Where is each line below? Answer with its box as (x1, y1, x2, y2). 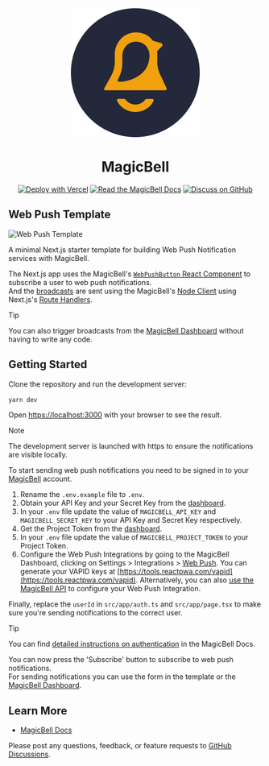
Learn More (8, 704, 68, 718)
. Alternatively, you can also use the (135, 575, 254, 585)
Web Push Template (8, 208, 111, 222)
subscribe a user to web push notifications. (8, 277, 152, 287)
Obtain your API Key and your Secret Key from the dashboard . (19, 499, 226, 508)
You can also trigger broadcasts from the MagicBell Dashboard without (8, 325, 244, 335)
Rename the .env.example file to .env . (19, 490, 145, 499)
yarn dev (8, 395, 38, 404)
